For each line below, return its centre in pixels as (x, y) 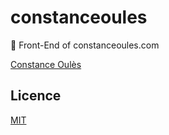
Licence (36, 96)
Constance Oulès (46, 64)
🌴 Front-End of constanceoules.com (85, 45)
